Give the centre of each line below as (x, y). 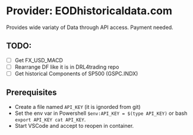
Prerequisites (31, 93)
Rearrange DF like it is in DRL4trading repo (67, 67)
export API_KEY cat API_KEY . (50, 119)
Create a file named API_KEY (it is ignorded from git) (77, 107)
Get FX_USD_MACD (39, 60)
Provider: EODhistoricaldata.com (89, 11)
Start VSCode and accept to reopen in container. (74, 126)
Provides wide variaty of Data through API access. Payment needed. (90, 27)
